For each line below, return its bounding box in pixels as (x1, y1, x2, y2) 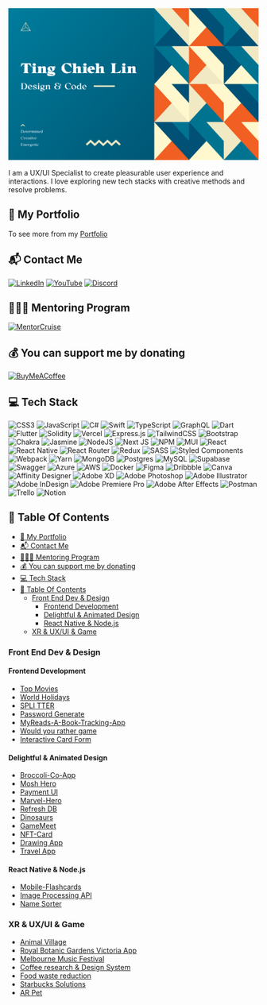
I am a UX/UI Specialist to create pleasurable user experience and (8, 168, 224, 177)
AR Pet (19, 988, 43, 997)
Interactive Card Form (19, 734, 91, 744)
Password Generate (19, 709, 85, 718)
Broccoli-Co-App (19, 771, 76, 780)
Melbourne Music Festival (19, 953, 105, 964)
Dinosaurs (19, 813, 54, 822)
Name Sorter (19, 899, 62, 909)
